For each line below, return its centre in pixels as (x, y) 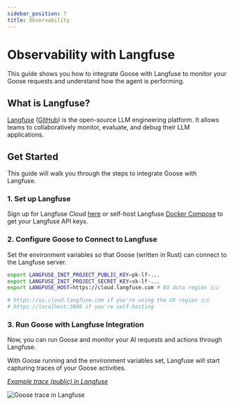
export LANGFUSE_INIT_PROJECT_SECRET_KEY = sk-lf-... (84, 281)
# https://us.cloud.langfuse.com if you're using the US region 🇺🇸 (109, 300)
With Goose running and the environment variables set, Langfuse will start (114, 361)
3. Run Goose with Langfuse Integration (76, 325)
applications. (25, 135)
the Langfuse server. (37, 262)
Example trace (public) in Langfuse (57, 382)
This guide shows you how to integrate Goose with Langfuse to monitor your (117, 74)
